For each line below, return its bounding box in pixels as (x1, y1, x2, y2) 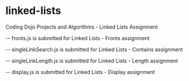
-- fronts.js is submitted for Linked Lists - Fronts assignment (5, 34, 150, 41)
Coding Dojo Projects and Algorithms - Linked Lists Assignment (5, 23, 158, 30)
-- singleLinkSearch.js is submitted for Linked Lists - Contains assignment (5, 45, 183, 53)
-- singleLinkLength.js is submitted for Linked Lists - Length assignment (5, 57, 178, 64)
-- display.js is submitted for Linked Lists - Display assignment (5, 68, 155, 75)
